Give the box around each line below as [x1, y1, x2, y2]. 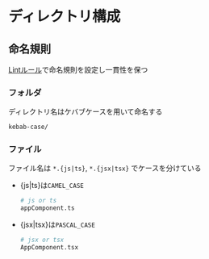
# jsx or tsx [19, 236, 65, 244]
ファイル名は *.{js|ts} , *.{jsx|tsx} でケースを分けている [8, 163, 202, 173]
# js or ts [19, 197, 57, 205]
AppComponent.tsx [19, 244, 79, 252]
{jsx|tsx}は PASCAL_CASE [19, 219, 95, 230]
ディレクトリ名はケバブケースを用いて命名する [8, 107, 163, 117]
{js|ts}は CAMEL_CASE [19, 181, 85, 190]
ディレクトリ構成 [8, 7, 121, 26]
